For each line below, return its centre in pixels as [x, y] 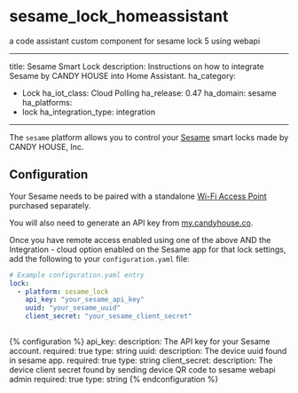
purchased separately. [50, 205]
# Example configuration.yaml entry [77, 275]
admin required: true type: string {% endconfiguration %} [114, 379]
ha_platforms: [47, 102]
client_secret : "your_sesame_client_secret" [109, 317]
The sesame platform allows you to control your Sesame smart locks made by [149, 137]
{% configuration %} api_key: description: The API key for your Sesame [140, 341]
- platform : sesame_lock [63, 291]
